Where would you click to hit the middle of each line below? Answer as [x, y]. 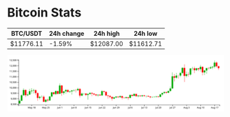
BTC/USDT [27, 34]
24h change [67, 34]
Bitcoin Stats [44, 13]
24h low [145, 34]
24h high [107, 34]
